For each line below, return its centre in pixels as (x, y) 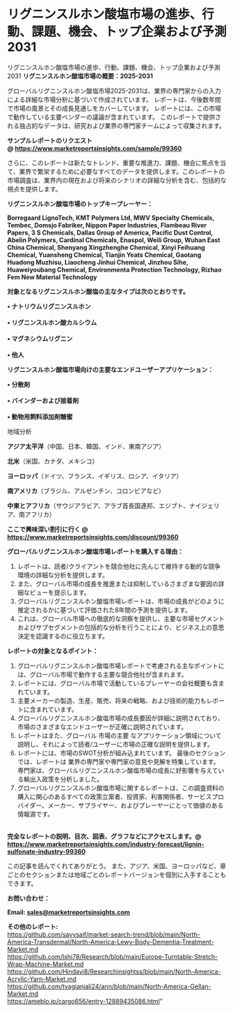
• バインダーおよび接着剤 (43, 400)
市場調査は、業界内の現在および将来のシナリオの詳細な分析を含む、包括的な (117, 180)
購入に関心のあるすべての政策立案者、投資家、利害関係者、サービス (114, 796)
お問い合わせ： (29, 898)
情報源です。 (35, 814)
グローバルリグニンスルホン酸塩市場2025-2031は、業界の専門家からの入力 (114, 91)
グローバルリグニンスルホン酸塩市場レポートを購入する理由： (96, 551)
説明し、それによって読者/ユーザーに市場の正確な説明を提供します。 (115, 744)
